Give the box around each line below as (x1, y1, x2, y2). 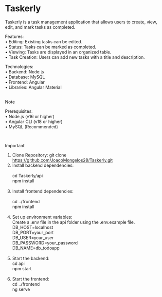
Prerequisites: (5, 108, 33, 114)
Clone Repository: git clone (12, 152, 67, 158)
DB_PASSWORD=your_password (12, 240, 78, 245)
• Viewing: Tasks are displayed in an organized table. (5, 49, 112, 55)
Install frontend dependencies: (12, 188, 74, 194)
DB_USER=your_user (12, 234, 54, 241)
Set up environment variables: (12, 214, 72, 220)
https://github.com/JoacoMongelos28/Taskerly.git (12, 157, 113, 163)
